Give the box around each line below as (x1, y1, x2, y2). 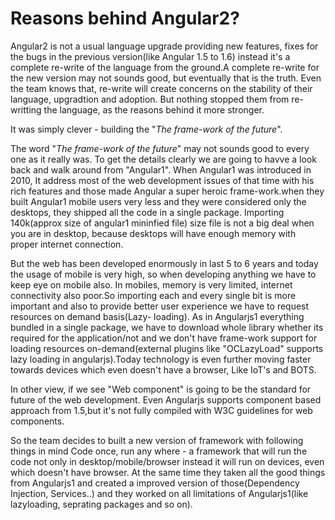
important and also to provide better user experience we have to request (10, 300, 310, 312)
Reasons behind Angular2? (10, 7, 240, 30)
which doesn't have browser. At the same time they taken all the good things (10, 466, 326, 478)
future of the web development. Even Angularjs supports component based (10, 393, 322, 406)
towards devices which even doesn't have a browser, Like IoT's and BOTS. (10, 363, 317, 376)
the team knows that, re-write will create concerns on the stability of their (10, 82, 313, 94)
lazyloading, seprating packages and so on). (10, 498, 193, 510)
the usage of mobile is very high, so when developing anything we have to (10, 268, 317, 280)
